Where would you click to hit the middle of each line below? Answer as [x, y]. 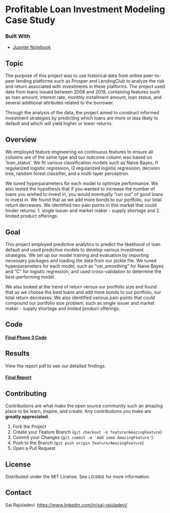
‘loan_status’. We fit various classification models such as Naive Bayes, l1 [82, 163]
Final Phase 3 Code [26, 337]
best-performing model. [31, 277]
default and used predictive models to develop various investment [75, 250]
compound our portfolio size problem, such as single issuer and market [80, 303]
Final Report [18, 377]
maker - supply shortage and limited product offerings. [63, 308]
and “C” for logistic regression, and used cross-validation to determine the [83, 271]
